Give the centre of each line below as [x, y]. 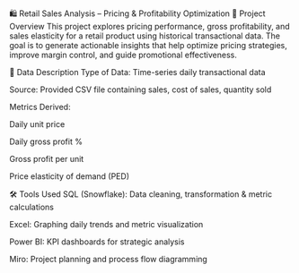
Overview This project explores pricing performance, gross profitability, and [149, 26]
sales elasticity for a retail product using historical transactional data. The [145, 36]
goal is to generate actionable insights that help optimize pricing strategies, [148, 45]
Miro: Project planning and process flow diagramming [109, 259]
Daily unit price [37, 124]
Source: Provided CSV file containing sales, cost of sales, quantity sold [141, 90]
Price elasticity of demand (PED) [70, 176]
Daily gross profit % [46, 141]
